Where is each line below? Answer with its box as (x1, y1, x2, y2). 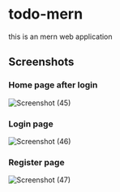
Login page (8, 118, 54, 130)
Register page (8, 156, 65, 168)
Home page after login (8, 79, 98, 91)
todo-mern (8, 5, 84, 23)
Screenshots (8, 55, 75, 69)
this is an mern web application (8, 32, 113, 41)
